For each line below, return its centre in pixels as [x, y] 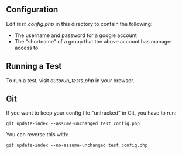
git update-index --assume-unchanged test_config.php [73, 124]
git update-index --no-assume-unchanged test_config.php [77, 145]
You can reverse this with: [37, 135]
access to [26, 48]
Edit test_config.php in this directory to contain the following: [79, 24]
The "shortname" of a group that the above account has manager [93, 41]
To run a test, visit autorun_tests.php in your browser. [70, 80]
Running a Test [34, 66]
